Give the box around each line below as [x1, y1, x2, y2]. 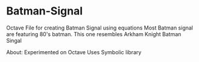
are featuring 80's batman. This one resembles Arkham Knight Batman [6, 30, 182, 37]
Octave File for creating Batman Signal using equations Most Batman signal [6, 24, 194, 31]
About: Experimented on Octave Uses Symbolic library [6, 48, 142, 55]
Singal [6, 37, 22, 44]
